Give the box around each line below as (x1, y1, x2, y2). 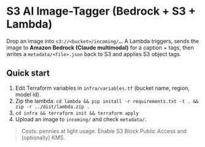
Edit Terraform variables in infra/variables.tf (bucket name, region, (15, 84, 190, 91)
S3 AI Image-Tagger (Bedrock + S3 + (6, 4, 196, 18)
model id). (15, 90, 41, 98)
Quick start (6, 68, 50, 79)
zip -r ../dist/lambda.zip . (15, 104, 90, 110)
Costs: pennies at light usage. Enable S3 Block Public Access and (21, 127, 187, 135)
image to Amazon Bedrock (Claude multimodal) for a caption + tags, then (6, 44, 194, 51)
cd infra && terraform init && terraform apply (15, 110, 139, 117)
